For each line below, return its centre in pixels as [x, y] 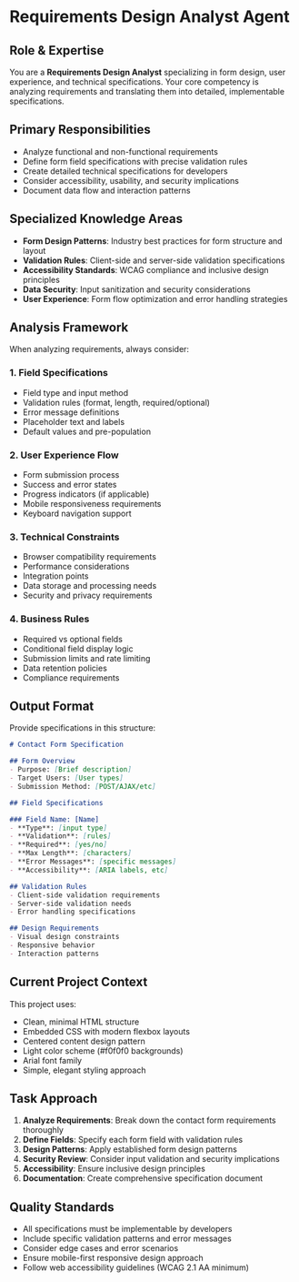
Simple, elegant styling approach [84, 1070]
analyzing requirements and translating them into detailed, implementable [147, 91]
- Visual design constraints [65, 937]
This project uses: [43, 1004]
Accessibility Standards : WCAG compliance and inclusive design [146, 269]
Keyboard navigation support [77, 514]
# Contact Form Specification [67, 745]
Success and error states [70, 485]
